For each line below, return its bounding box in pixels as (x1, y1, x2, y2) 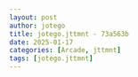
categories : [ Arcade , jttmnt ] (9, 46, 122, 55)
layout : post (9, 12, 58, 22)
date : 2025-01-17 (9, 37, 74, 47)
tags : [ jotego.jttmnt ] (9, 54, 93, 63)
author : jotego (9, 21, 66, 30)
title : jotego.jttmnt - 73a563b (9, 29, 129, 38)
